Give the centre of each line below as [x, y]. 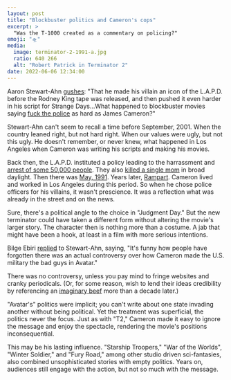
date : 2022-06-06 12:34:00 [46, 71]
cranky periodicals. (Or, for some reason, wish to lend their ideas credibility [114, 283]
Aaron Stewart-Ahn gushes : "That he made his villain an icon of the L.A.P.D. [115, 91]
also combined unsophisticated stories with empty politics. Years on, [105, 361]
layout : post [26, 13]
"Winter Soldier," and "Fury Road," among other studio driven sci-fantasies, [114, 354]
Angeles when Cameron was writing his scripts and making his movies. [108, 149]
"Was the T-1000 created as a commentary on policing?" [95, 33]
